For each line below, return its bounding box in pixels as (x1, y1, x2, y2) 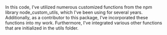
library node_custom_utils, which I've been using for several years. (5, 9, 143, 15)
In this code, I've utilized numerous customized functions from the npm (5, 4, 152, 10)
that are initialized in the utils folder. (5, 25, 79, 31)
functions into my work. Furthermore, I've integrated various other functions (5, 20, 162, 26)
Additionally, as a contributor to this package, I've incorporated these (5, 15, 148, 20)
